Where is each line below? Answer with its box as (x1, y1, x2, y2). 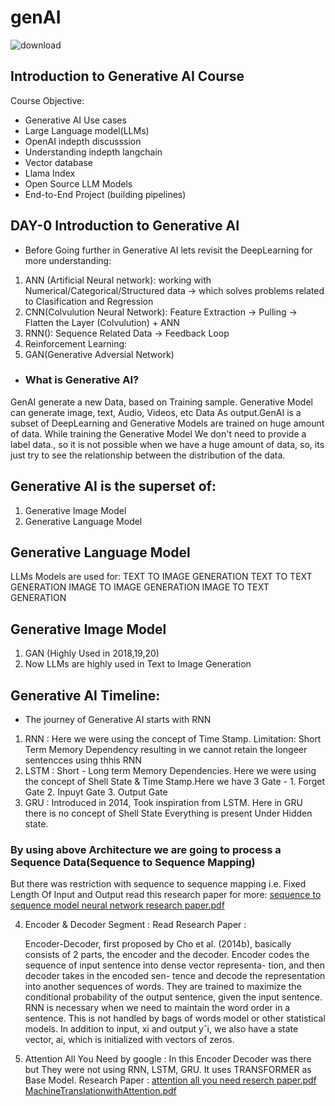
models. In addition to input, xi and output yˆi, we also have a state (24, 1023, 299, 1035)
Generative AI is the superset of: (10, 478, 217, 495)
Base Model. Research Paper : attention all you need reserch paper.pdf (24, 1074, 317, 1086)
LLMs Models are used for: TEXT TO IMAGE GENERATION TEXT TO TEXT (10, 571, 313, 583)
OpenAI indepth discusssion (24, 135, 142, 147)
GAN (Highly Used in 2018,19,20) (24, 647, 160, 660)
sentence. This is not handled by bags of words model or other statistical (24, 1012, 326, 1025)
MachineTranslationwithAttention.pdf (24, 1085, 177, 1097)
